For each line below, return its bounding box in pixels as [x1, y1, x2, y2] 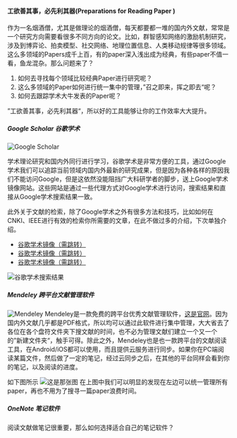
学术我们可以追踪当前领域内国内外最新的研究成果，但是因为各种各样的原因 [7, 166, 224, 175]
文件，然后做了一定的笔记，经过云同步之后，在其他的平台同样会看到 [25, 354, 224, 362]
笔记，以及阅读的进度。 [13, 363, 82, 371]
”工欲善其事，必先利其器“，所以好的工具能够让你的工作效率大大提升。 [7, 107, 211, 115]
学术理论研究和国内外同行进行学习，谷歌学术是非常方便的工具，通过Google [7, 157, 226, 166]
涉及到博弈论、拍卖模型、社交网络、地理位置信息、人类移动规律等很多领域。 [7, 41, 230, 50]
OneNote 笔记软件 [7, 404, 61, 413]
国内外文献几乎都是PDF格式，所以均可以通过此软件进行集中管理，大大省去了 [7, 318, 230, 327]
